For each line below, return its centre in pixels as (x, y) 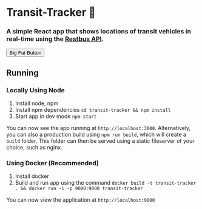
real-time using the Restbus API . (55, 39)
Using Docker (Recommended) (52, 163)
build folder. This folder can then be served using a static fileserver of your (100, 141)
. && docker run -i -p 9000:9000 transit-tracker (79, 189)
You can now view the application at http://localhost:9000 (81, 200)
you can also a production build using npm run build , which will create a (96, 135)
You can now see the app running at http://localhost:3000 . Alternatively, (99, 128)
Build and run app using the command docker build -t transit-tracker (106, 183)
